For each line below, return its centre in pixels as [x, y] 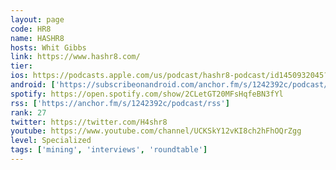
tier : [21, 66]
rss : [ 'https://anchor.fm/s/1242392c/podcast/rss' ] [120, 103]
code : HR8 [31, 29]
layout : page [37, 19]
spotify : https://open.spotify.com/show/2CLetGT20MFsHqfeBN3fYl [147, 94]
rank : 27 [28, 112]
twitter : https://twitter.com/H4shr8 [89, 122]
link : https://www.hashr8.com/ [75, 57]
